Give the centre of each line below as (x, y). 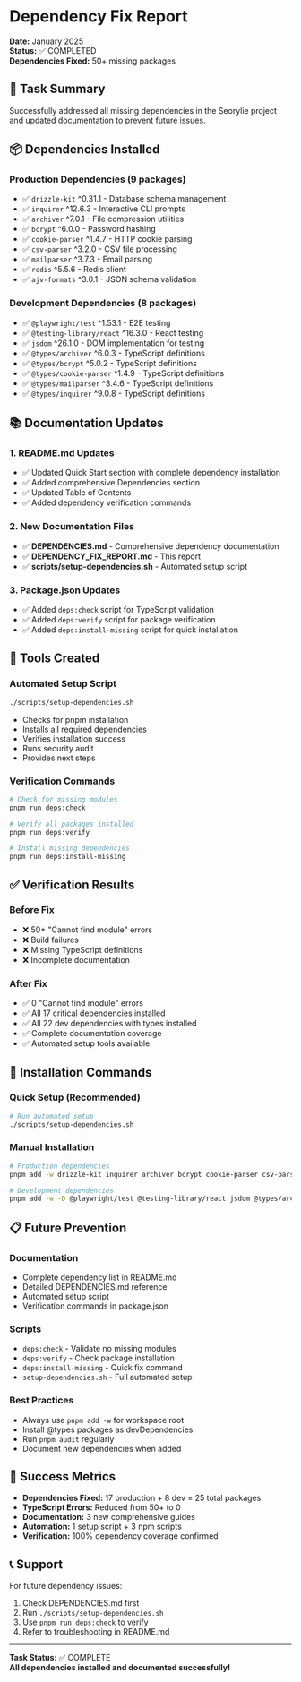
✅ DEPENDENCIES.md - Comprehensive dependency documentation (150, 546)
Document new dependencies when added (102, 1448)
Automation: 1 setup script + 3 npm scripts (102, 1527)
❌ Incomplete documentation (76, 959)
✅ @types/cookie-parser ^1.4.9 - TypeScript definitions (123, 373)
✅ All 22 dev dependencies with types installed (109, 1024)
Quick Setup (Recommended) (75, 1097)
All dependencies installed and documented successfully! (120, 1668)
